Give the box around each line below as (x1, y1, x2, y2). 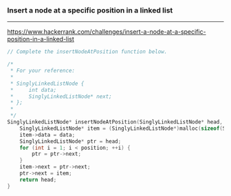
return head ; (19, 176, 57, 183)
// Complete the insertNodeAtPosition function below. (7, 48, 168, 55)
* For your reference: (10, 68, 76, 75)
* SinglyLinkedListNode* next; (10, 92, 112, 100)
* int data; (10, 86, 57, 93)
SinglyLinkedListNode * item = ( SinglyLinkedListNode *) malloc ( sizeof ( (19, 125, 223, 132)
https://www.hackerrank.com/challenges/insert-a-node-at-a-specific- (7, 28, 206, 36)
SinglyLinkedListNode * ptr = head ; (19, 137, 122, 145)
